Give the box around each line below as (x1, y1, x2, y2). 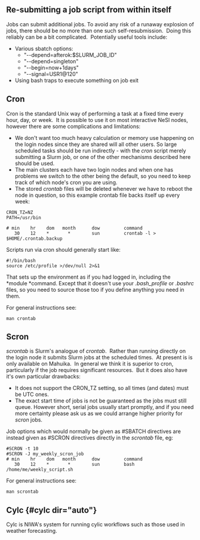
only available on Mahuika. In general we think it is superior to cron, (6, 360, 174, 367)
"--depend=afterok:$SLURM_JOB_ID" (23, 51, 118, 59)
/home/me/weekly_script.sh (6, 466, 73, 473)
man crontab (6, 315, 36, 322)
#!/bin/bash (6, 257, 36, 264)
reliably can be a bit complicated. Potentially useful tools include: (6, 33, 168, 41)
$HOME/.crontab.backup (6, 236, 63, 242)
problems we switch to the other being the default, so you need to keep (14, 172, 191, 179)
